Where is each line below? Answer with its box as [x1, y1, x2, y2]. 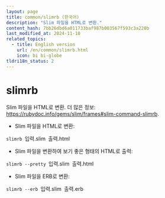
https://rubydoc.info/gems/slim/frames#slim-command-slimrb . [6, 111, 160, 118]
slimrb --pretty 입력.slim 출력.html [6, 160, 94, 167]
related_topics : [6, 36, 46, 42]
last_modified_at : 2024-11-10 [6, 31, 81, 37]
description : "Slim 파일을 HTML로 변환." [6, 20, 102, 25]
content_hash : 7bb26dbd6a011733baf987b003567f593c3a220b [6, 25, 150, 31]
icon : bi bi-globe [17, 53, 62, 59]
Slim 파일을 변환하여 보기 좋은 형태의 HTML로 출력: [14, 148, 133, 155]
